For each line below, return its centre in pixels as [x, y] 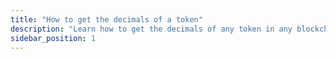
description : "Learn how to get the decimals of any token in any [151, 29]
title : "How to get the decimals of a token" [106, 19]
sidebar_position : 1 [53, 38]
